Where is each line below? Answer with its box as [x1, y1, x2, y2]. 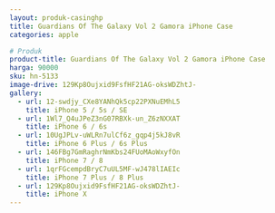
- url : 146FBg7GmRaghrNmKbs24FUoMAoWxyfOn [17, 148, 181, 157]
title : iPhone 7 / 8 [25, 156, 103, 165]
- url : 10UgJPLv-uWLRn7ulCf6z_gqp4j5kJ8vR [17, 131, 181, 140]
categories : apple [9, 30, 79, 39]
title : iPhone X [25, 189, 88, 199]
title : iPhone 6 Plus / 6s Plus [25, 140, 148, 149]
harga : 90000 [9, 63, 59, 73]
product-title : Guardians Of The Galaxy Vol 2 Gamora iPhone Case [9, 55, 266, 64]
